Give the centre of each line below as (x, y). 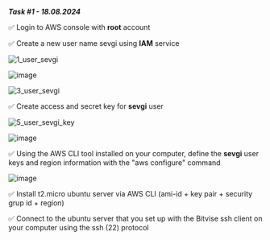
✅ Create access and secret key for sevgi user (86, 106)
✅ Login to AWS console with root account (79, 27)
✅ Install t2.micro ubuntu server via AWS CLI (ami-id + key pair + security (131, 194)
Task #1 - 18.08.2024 (45, 12)
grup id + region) (36, 203)
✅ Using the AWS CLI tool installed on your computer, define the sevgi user (134, 153)
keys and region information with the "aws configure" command (114, 163)
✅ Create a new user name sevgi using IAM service (94, 43)
